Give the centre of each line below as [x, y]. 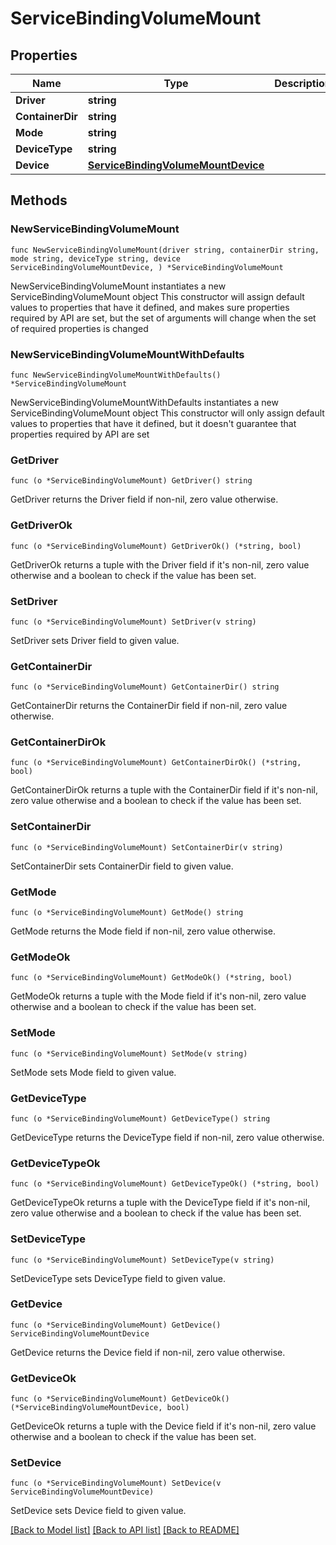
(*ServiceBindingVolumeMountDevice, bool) [100, 1408]
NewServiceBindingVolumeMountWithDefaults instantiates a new [144, 402]
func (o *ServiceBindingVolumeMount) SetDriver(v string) [133, 622]
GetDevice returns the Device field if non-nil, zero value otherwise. [148, 1352]
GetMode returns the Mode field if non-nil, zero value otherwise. [143, 931]
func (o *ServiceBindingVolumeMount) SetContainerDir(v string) [147, 847]
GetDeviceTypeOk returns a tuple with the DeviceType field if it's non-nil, [160, 1203]
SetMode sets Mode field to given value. [93, 1072]
